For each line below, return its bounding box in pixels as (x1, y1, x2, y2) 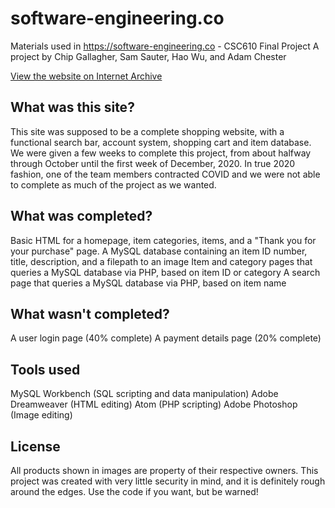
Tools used (10, 361, 81, 378)
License (10, 438, 61, 455)
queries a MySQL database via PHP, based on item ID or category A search (10, 266, 321, 278)
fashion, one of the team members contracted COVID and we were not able (10, 168, 321, 180)
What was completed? (10, 208, 153, 225)
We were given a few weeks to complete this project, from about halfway (10, 147, 312, 159)
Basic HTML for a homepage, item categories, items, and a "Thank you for (10, 234, 317, 246)
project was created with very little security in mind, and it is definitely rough (10, 475, 326, 487)
